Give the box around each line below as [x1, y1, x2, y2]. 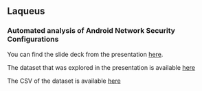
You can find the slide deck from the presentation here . [7, 50, 164, 58]
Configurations [7, 34, 59, 44]
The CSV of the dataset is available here [7, 77, 122, 85]
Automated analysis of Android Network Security [7, 26, 175, 36]
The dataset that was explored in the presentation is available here [7, 63, 196, 71]
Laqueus [7, 5, 45, 17]
